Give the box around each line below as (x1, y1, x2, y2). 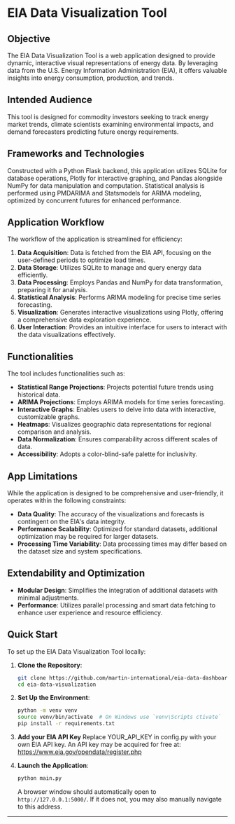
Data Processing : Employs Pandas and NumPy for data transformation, (17, 278, 223, 287)
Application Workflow (7, 217, 105, 228)
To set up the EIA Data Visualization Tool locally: (7, 647, 146, 656)
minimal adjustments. (17, 593, 79, 602)
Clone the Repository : (17, 661, 83, 669)
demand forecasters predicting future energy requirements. (7, 128, 179, 136)
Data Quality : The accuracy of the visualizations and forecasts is (17, 510, 205, 519)
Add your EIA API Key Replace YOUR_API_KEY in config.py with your (17, 733, 217, 741)
